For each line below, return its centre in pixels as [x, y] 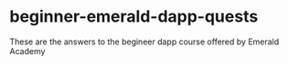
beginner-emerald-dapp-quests [134, 17]
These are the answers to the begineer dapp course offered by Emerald [144, 42]
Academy [27, 51]
